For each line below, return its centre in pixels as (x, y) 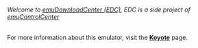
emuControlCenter (33, 16)
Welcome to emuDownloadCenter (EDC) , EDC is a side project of (99, 9)
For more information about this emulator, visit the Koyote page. (98, 38)
